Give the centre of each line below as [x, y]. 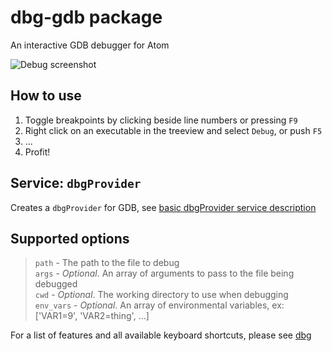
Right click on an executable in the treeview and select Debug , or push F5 [173, 130]
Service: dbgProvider [76, 183]
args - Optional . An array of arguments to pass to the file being [164, 273]
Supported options [70, 238]
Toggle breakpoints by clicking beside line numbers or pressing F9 [161, 120]
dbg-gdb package [86, 17]
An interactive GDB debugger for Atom [90, 45]
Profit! [37, 152]
